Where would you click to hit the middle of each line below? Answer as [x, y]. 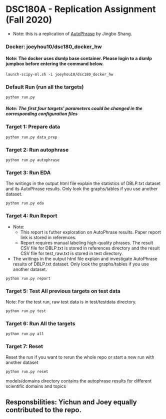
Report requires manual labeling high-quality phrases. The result [87, 242]
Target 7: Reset [24, 346]
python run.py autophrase [32, 160]
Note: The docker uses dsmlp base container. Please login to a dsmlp [79, 58]
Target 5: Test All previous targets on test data [63, 291]
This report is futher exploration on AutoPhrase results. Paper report [91, 232]
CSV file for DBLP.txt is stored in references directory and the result [90, 248]
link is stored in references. [48, 237]
